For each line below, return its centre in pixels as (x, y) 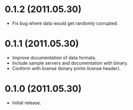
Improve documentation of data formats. (54, 58)
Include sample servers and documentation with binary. (70, 63)
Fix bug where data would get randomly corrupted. (65, 23)
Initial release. (27, 102)
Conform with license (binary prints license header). (66, 68)
